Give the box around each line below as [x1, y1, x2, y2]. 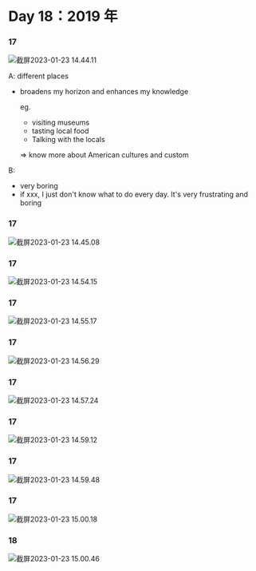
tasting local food [31, 126, 89, 136]
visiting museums [31, 117, 90, 128]
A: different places [8, 71, 69, 81]
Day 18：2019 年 [8, 7, 118, 26]
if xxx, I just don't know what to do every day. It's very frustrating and [19, 189, 249, 200]
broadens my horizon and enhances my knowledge [19, 87, 189, 97]
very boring [19, 181, 58, 191]
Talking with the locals [31, 135, 105, 145]
